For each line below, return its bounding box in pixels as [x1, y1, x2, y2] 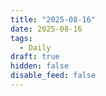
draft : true [10, 52, 60, 62]
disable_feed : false [10, 71, 97, 81]
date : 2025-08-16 [10, 24, 83, 34]
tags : [10, 33, 33, 43]
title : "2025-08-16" [10, 14, 97, 25]
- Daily [19, 42, 52, 53]
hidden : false [10, 61, 70, 71]
